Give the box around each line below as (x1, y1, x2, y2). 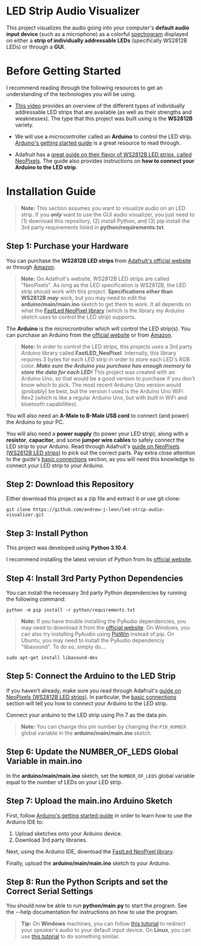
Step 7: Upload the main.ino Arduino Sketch (6, 796, 173, 806)
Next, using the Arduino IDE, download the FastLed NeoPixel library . (6, 848, 175, 855)
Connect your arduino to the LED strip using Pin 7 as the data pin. (6, 711, 168, 719)
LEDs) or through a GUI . (6, 43, 65, 50)
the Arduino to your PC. (6, 418, 64, 426)
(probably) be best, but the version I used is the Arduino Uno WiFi (20, 387, 184, 394)
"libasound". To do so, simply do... (20, 643, 106, 651)
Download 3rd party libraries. (14, 836, 88, 843)
